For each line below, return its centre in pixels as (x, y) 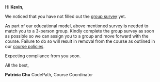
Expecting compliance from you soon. (43, 56)
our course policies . (25, 46)
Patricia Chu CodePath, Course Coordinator (49, 74)
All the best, (17, 65)
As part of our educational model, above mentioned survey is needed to (77, 26)
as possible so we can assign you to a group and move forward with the (77, 36)
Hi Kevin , (14, 7)
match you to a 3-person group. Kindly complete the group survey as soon (80, 31)
